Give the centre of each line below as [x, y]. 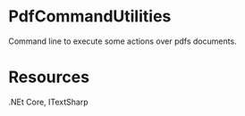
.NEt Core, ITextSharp [48, 102]
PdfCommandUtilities [90, 17]
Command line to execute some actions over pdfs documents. [123, 41]
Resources [49, 77]
